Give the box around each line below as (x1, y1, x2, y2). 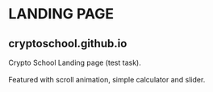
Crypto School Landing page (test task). (8, 58, 141, 67)
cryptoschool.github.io (8, 37, 127, 50)
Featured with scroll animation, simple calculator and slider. (8, 75, 206, 84)
